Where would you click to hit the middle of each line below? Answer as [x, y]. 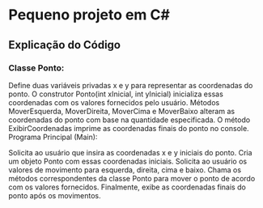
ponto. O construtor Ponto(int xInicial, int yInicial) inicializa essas [116, 94]
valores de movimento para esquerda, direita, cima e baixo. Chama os [125, 170]
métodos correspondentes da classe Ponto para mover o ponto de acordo [132, 178]
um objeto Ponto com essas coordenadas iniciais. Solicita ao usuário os [128, 161]
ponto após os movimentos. [55, 195]
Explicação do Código [65, 45]
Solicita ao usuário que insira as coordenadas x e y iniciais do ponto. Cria [130, 152]
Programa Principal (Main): [53, 137]
